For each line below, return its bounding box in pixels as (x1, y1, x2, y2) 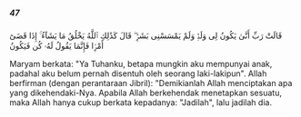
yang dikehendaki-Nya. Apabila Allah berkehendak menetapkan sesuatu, (9, 87, 282, 98)
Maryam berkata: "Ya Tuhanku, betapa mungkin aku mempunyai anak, (9, 58, 273, 69)
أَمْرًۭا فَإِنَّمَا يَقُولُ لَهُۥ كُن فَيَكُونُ (9, 40, 105, 51)
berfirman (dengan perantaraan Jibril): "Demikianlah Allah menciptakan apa (9, 77, 293, 88)
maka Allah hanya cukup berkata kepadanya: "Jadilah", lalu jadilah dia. (9, 96, 273, 108)
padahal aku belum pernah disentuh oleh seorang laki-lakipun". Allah (9, 68, 267, 79)
